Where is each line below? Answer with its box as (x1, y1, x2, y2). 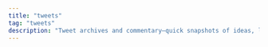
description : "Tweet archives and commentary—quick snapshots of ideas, (8, 26, 255, 34)
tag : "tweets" (8, 19, 56, 27)
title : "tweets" (8, 11, 62, 20)
